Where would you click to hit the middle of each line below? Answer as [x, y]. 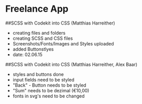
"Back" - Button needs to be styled [50, 85]
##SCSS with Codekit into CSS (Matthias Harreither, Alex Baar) [72, 64]
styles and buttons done [38, 74]
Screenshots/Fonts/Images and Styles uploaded [63, 43]
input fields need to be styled [43, 80]
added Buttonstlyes [33, 49]
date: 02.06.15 [27, 55]
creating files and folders [39, 33]
